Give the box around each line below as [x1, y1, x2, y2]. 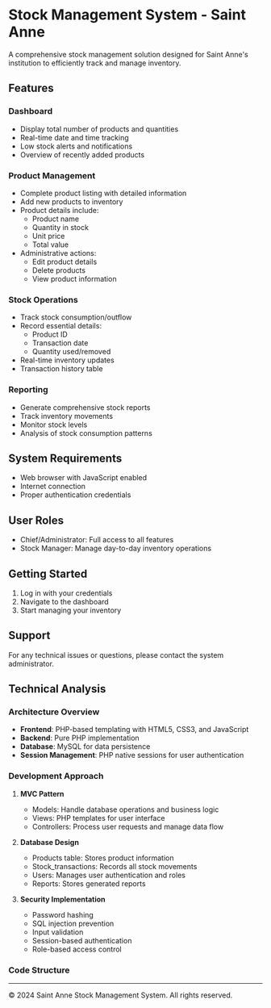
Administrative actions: [19, 248, 97, 257]
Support [8, 629, 51, 642]
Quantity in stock [31, 222, 89, 232]
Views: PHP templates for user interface [31, 813, 165, 822]
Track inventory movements [19, 411, 114, 420]
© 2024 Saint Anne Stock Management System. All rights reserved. [8, 990, 233, 1000]
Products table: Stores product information [31, 853, 174, 863]
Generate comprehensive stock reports [19, 402, 151, 412]
